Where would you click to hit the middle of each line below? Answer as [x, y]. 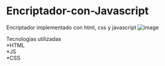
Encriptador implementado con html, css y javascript [71, 27]
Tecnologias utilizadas [34, 39]
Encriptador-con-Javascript [77, 11]
